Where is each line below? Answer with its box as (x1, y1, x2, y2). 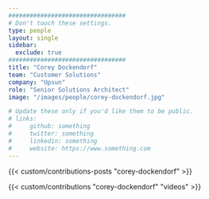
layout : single (8, 33, 59, 42)
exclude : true (15, 49, 62, 57)
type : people (8, 26, 52, 34)
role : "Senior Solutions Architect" (8, 85, 130, 94)
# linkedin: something (8, 137, 98, 145)
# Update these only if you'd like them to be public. (8, 107, 194, 115)
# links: (8, 115, 37, 123)
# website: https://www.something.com (8, 144, 151, 152)
